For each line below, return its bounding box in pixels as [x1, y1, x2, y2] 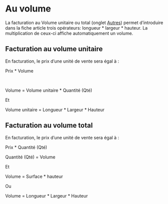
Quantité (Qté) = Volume [5, 154, 56, 160]
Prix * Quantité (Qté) [5, 144, 48, 150]
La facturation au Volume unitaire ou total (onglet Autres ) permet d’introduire [5, 20, 163, 26]
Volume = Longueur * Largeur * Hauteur [5, 192, 88, 198]
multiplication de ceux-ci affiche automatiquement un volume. [5, 30, 133, 36]
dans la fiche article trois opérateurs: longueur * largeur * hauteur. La [5, 25, 148, 31]
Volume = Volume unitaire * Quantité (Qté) [5, 87, 93, 93]
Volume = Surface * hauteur [5, 173, 63, 179]
